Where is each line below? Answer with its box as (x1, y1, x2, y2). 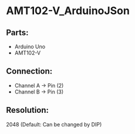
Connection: (6, 66, 53, 76)
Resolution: (6, 105, 49, 115)
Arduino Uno (14, 43, 46, 50)
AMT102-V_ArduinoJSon (6, 4, 130, 18)
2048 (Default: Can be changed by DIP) (6, 120, 102, 128)
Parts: (6, 28, 29, 38)
